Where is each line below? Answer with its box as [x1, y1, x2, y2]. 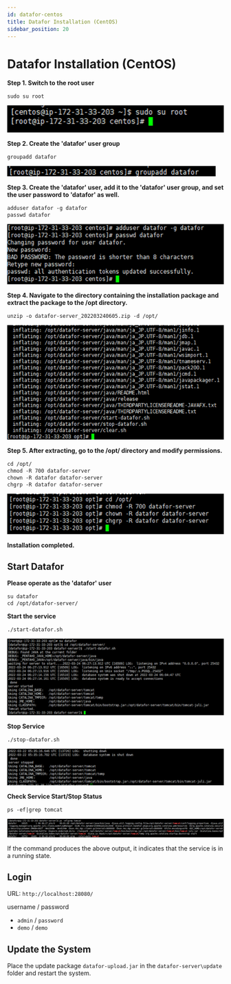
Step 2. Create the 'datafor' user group [7, 140, 120, 148]
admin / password [16, 916, 63, 925]
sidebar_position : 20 [7, 25, 69, 32]
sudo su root [7, 93, 45, 100]
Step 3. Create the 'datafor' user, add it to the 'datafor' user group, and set [7, 183, 224, 192]
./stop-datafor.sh [7, 736, 60, 743]
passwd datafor [7, 212, 51, 219]
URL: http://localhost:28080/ [7, 890, 93, 898]
